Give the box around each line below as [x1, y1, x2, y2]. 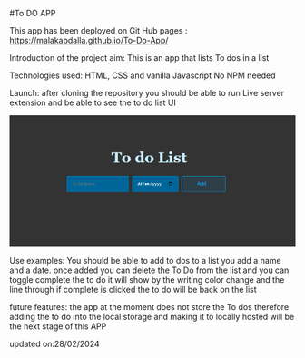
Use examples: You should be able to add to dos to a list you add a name [9, 255, 281, 266]
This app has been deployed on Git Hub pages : [9, 25, 188, 35]
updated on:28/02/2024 [9, 338, 100, 349]
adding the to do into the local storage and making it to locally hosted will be [9, 311, 295, 322]
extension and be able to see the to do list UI [9, 97, 177, 108]
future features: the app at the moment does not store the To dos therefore [9, 301, 290, 312]
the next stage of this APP [9, 321, 107, 332]
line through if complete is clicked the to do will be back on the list [9, 284, 257, 295]
